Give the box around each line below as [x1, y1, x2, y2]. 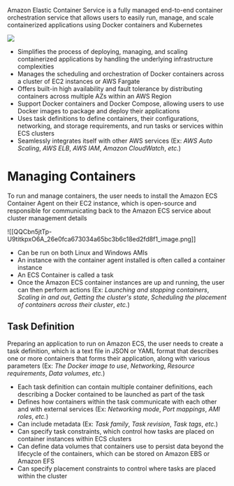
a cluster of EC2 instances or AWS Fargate [17, 77, 140, 85]
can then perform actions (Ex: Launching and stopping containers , [17, 285, 210, 294]
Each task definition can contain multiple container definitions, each [17, 383, 213, 391]
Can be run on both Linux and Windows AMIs [17, 248, 148, 257]
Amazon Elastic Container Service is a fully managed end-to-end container [7, 6, 224, 14]
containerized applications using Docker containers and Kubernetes [7, 21, 203, 29]
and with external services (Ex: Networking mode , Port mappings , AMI [17, 405, 221, 413]
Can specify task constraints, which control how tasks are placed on [17, 427, 214, 436]
